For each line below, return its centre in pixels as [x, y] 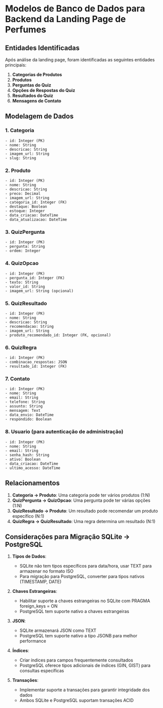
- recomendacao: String [30, 326]
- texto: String [22, 282]
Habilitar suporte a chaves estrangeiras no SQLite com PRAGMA [85, 601]
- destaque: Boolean [26, 206]
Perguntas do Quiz [32, 85]
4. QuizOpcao [22, 264]
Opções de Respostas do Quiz [44, 90]
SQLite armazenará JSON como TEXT [58, 630]
